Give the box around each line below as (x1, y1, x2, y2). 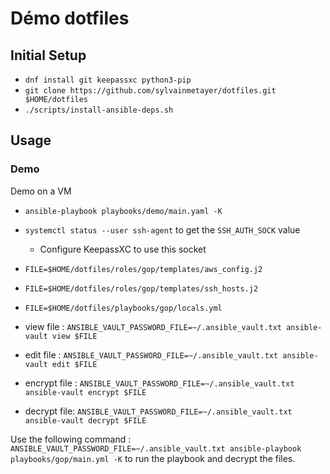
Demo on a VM (10, 185, 72, 197)
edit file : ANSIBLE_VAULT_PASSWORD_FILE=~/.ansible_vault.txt (24, 348, 279, 361)
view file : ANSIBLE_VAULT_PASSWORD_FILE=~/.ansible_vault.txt (24, 320, 283, 332)
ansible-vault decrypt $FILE (24, 415, 147, 426)
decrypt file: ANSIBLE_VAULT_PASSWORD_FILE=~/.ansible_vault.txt (24, 405, 293, 417)
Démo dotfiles (10, 7, 130, 30)
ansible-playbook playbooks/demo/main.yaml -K (24, 206, 223, 216)
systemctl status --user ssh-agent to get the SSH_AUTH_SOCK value (24, 223, 301, 236)
